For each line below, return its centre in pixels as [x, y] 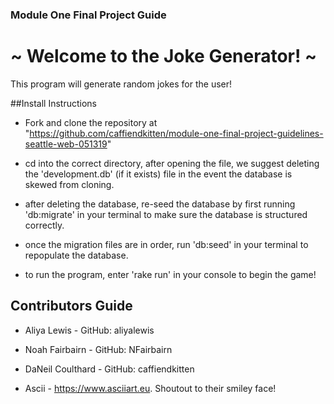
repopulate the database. [76, 255]
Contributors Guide [71, 306]
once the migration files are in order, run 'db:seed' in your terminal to [166, 244]
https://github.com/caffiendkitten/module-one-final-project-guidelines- [176, 133]
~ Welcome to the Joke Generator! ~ [164, 56]
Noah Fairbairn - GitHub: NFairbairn [98, 349]
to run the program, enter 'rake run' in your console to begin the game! [170, 274]
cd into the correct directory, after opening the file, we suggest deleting [172, 163]
